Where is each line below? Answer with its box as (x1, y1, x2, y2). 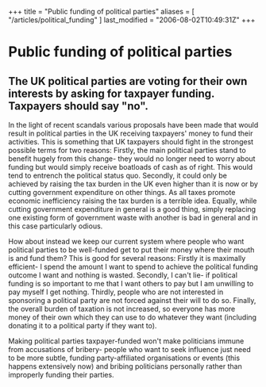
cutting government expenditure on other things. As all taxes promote (8, 188, 236, 197)
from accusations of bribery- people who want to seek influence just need (8, 345, 252, 354)
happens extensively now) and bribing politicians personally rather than (8, 362, 242, 371)
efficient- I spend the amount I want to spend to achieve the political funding (8, 262, 258, 271)
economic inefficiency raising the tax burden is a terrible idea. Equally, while (8, 196, 257, 205)
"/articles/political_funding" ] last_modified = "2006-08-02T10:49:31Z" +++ (8, 15, 256, 25)
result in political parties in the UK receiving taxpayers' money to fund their (8, 128, 253, 138)
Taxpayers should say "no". (8, 99, 148, 113)
